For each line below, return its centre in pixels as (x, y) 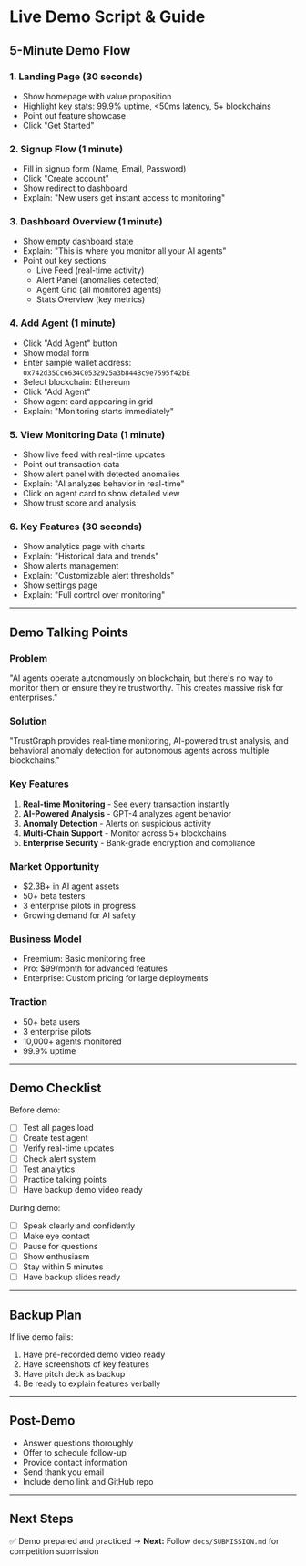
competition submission (54, 1551)
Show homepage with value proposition (97, 96)
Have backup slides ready (71, 1277)
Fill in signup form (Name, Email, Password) (104, 169)
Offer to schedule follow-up (75, 1452)
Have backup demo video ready (82, 1189)
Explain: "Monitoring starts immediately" (98, 411)
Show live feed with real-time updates (94, 454)
